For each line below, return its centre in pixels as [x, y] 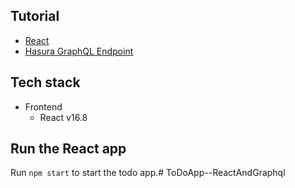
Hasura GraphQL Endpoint [79, 51]
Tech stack [45, 82]
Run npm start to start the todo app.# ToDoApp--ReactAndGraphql [148, 173]
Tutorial [35, 16]
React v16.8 [63, 117]
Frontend [43, 106]
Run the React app [68, 149]
